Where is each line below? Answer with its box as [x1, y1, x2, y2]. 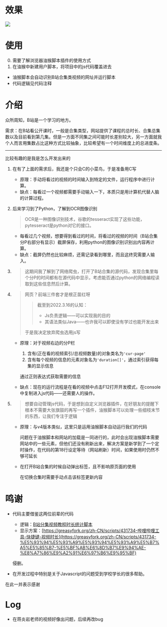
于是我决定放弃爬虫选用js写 [24, 329, 81, 335]
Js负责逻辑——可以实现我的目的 [44, 312, 111, 318]
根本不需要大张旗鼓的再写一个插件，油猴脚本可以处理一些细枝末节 [24, 407, 160, 413]
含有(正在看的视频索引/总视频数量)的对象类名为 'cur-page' [27, 350, 146, 356]
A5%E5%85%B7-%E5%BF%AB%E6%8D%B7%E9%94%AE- [19, 544, 146, 550]
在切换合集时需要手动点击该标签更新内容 [19, 474, 103, 480]
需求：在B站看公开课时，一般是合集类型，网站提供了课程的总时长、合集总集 [5, 127, 161, 133]
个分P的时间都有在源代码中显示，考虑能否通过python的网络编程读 [24, 274, 160, 280]
